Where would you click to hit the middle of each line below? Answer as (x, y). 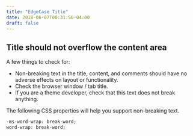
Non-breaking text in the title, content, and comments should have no (101, 73)
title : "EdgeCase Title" (37, 12)
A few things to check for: (38, 62)
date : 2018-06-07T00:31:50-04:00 (48, 17)
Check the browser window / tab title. (61, 86)
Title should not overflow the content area (87, 47)
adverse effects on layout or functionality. (66, 80)
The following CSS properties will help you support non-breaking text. (93, 111)
